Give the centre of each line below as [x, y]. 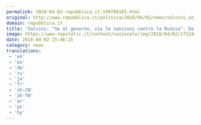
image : [14, 34]
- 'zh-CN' [21, 90]
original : [19, 17]
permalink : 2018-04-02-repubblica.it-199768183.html [73, 12]
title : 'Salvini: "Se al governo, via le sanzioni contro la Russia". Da [100, 29]
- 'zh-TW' [21, 96]
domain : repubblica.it [34, 23]
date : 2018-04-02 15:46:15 [40, 40]
